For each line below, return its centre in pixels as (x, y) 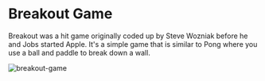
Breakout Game (60, 14)
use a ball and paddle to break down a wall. (80, 52)
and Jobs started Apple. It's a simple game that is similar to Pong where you (133, 44)
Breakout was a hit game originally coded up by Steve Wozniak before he (128, 36)
